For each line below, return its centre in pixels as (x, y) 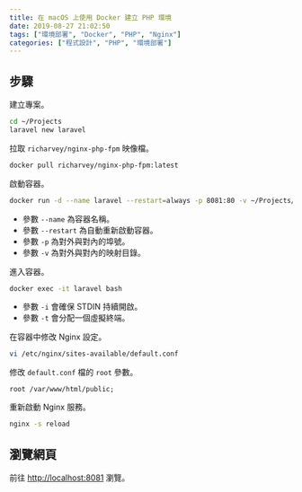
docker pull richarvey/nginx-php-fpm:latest (94, 165)
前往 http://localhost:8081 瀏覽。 (70, 478)
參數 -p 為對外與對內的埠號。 (76, 241)
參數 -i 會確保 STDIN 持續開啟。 (82, 307)
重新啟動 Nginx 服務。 (50, 407)
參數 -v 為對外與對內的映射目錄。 (84, 252)
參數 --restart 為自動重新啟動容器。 (90, 230)
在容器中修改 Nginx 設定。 (58, 337)
